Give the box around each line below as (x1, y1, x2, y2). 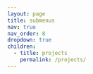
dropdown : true (7, 37, 52, 44)
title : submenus (7, 17, 55, 24)
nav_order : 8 (7, 30, 46, 37)
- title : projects (13, 50, 68, 57)
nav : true (7, 23, 37, 30)
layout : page (7, 10, 46, 18)
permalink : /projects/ (20, 56, 87, 63)
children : (7, 43, 37, 50)
